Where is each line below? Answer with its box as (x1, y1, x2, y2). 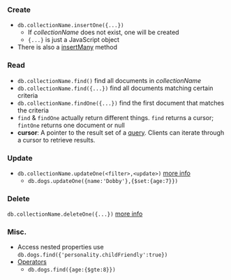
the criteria (17, 106, 49, 115)
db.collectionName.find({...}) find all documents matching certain (17, 84, 214, 92)
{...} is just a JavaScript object (27, 36, 120, 44)
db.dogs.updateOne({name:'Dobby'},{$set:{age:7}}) (27, 177, 179, 184)
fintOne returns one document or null (17, 121, 126, 129)
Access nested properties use (17, 243, 104, 251)
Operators (17, 258, 47, 266)
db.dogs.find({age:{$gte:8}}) (27, 267, 117, 274)
